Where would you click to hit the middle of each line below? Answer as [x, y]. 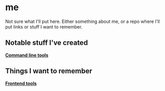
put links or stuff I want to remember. [44, 26]
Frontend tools [21, 83]
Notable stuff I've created [46, 43]
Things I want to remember [49, 71]
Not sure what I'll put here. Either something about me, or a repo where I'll [82, 21]
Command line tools [27, 55]
